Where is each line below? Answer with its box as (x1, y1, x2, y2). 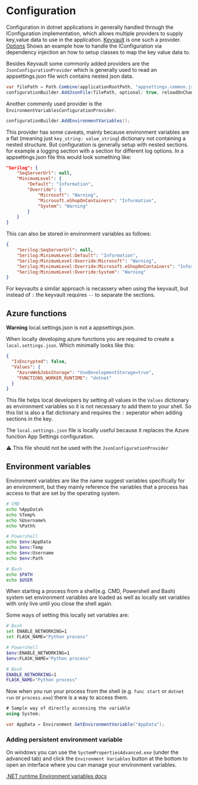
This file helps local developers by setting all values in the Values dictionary (6, 396, 189, 404)
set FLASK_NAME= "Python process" (6, 634, 88, 640)
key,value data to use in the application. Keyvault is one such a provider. (6, 36, 181, 43)
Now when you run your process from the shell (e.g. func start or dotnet (6, 688, 184, 695)
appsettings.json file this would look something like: (6, 153, 131, 160)
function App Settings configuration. (6, 433, 94, 440)
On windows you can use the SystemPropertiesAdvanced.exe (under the (6, 749, 179, 756)
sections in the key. (6, 415, 53, 422)
